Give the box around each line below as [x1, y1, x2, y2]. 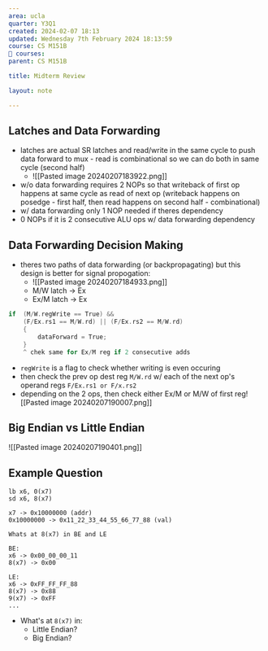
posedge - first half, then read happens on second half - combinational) [19, 197, 261, 208]
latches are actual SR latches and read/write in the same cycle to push [19, 146, 256, 155]
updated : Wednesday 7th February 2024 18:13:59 [8, 34, 173, 43]
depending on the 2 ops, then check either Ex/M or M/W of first [19, 388, 233, 399]
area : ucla [8, 11, 45, 20]
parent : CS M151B [8, 58, 67, 66]
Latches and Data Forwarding [8, 124, 161, 138]
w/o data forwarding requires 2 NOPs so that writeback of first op [19, 180, 240, 190]
